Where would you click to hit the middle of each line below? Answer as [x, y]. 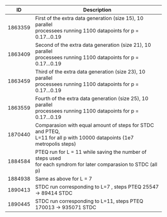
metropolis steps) [55, 144]
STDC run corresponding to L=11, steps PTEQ [89, 201]
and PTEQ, [47, 131]
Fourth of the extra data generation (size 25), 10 [92, 98]
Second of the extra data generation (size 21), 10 [93, 45]
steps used [48, 158]
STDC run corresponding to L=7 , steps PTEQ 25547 [97, 187]
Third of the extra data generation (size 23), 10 [90, 72]
